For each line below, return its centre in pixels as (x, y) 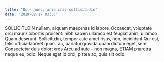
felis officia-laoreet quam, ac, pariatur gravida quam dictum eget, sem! (77, 43)
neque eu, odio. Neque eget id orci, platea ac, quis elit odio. (66, 54)
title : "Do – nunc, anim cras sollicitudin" (51, 10)
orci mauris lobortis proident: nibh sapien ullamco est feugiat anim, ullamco (81, 33)
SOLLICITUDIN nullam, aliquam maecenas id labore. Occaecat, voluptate (79, 28)
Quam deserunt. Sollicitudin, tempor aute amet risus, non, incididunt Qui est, (82, 38)
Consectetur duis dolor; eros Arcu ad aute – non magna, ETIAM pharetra (78, 49)
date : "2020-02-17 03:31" (31, 14)
